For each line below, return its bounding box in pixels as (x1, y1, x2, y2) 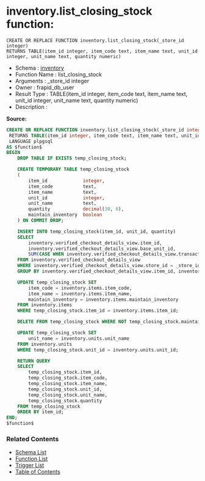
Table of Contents (15, 468, 60, 475)
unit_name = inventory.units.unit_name (28, 335, 130, 342)
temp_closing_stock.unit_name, (28, 392, 108, 398)
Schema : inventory (15, 64, 64, 72)
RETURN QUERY (17, 358, 51, 364)
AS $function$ (6, 144, 43, 150)
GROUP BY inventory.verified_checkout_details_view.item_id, (17, 268, 176, 274)
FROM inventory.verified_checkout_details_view (17, 257, 140, 263)
